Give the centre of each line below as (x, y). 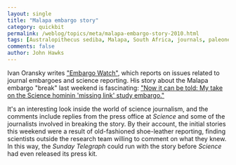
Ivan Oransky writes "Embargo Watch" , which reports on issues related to (113, 73)
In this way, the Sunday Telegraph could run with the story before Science (114, 146)
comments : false (31, 46)
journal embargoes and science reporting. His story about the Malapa (108, 80)
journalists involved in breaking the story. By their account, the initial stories (117, 124)
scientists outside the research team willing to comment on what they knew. (117, 138)
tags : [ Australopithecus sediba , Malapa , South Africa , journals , (106, 40)
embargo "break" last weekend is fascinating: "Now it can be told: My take (115, 88)
